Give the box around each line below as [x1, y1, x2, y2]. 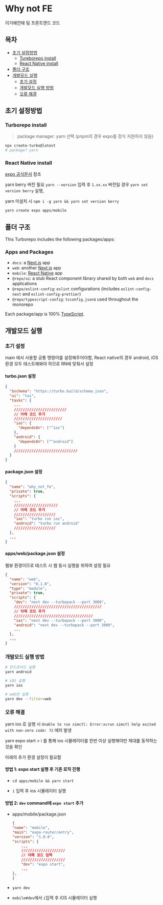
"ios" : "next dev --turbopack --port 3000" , [14, 618, 106, 623]
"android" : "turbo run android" [14, 521, 80, 526]
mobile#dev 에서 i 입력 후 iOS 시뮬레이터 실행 [12, 895, 97, 901]
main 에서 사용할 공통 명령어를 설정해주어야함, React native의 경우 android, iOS [5, 355, 159, 361]
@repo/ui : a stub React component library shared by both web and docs [12, 275, 154, 281]
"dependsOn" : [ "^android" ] [18, 439, 73, 444]
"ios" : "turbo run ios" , [14, 516, 65, 521]
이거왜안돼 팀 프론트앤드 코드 [5, 20, 60, 26]
